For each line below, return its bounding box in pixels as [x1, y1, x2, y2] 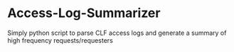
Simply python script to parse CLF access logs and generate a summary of [7, 28, 227, 37]
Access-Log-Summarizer [7, 5, 161, 21]
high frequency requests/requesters [7, 36, 114, 44]
